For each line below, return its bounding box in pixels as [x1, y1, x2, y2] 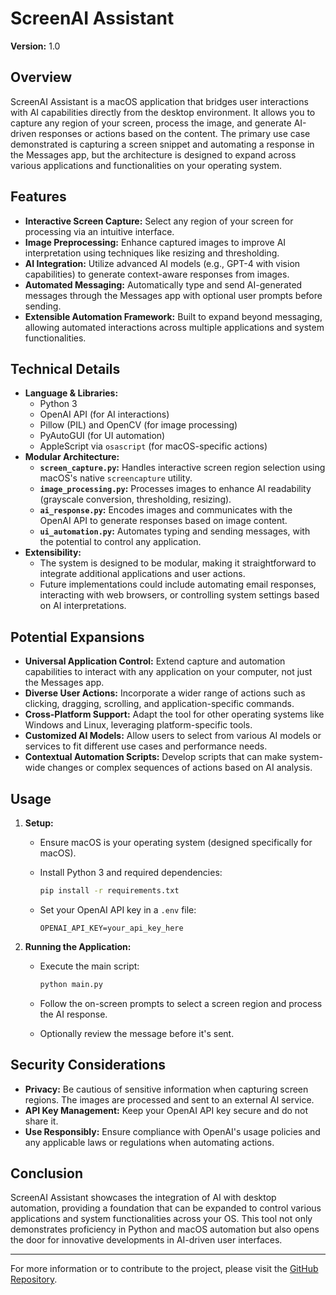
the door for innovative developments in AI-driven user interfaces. [10, 1234, 283, 1246]
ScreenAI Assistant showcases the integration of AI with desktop [10, 1192, 277, 1204]
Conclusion [10, 1165, 84, 1182]
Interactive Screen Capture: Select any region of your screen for [24, 215, 294, 227]
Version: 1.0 [10, 40, 61, 52]
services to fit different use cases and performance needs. [24, 740, 268, 752]
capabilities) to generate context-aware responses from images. [24, 268, 290, 280]
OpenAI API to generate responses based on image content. [39, 515, 288, 527]
